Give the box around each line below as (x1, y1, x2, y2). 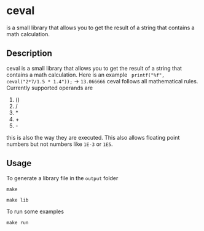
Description (6, 48, 52, 59)
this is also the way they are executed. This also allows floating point (6, 134, 180, 141)
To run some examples (6, 208, 65, 215)
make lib (6, 197, 29, 203)
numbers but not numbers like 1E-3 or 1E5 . (6, 140, 113, 148)
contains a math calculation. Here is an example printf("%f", (6, 71, 165, 78)
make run (6, 219, 29, 225)
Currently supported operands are (6, 84, 93, 91)
